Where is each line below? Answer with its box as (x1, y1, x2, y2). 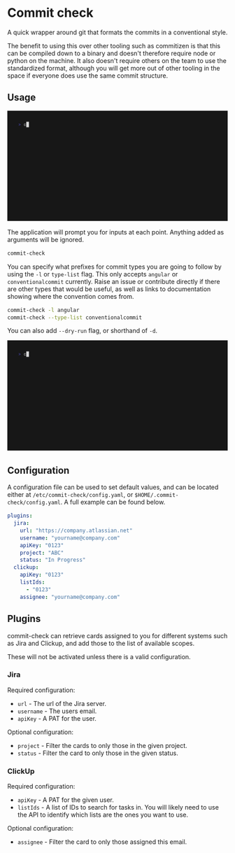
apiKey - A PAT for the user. (17, 714, 97, 722)
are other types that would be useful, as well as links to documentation (7, 285, 211, 293)
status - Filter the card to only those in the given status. (17, 749, 178, 757)
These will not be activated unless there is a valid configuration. (7, 652, 191, 661)
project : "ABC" (20, 549, 64, 556)
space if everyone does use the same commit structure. (7, 71, 169, 80)
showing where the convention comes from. (7, 292, 134, 300)
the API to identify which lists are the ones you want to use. (17, 810, 189, 819)
